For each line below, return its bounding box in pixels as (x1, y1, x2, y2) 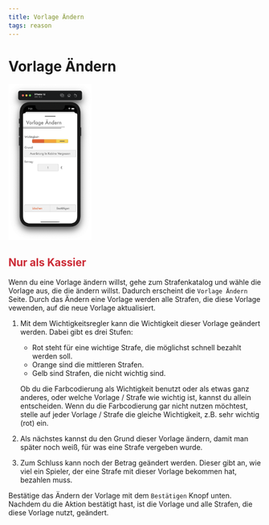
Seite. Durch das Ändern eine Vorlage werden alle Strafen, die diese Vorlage (8, 294, 261, 304)
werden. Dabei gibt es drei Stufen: (19, 327, 133, 337)
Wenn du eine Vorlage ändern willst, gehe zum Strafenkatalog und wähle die (8, 277, 262, 287)
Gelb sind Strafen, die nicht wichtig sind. (31, 368, 166, 378)
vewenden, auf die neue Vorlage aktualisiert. (8, 303, 157, 312)
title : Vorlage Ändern (8, 13, 84, 21)
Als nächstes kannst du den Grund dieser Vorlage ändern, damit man (19, 433, 249, 443)
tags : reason (8, 21, 52, 30)
